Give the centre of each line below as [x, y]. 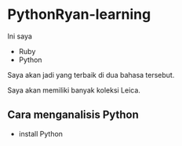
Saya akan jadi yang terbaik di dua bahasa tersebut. [91, 75]
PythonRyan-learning [79, 15]
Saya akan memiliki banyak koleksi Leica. [74, 90]
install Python [41, 133]
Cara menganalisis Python [73, 115]
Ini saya [20, 36]
